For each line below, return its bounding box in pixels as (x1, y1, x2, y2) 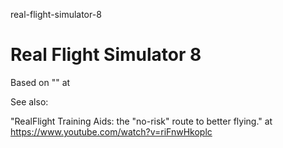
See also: (10, 95, 49, 108)
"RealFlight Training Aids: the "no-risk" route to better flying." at (10, 115, 273, 127)
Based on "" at (10, 76, 71, 88)
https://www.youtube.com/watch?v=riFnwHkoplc (10, 125, 213, 138)
